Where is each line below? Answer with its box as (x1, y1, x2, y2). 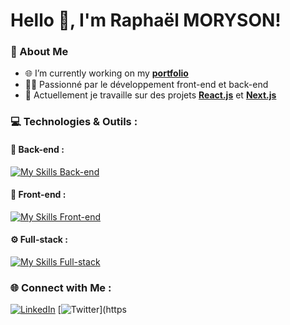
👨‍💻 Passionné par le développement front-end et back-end (24, 79, 269, 91)
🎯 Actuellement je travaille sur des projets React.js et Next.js (24, 89, 277, 101)
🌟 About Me (10, 45, 69, 59)
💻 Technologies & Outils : (10, 115, 138, 129)
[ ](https (57, 304, 127, 316)
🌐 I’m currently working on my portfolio (24, 67, 189, 79)
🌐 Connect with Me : (10, 280, 112, 294)
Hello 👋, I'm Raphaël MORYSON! (10, 9, 282, 32)
